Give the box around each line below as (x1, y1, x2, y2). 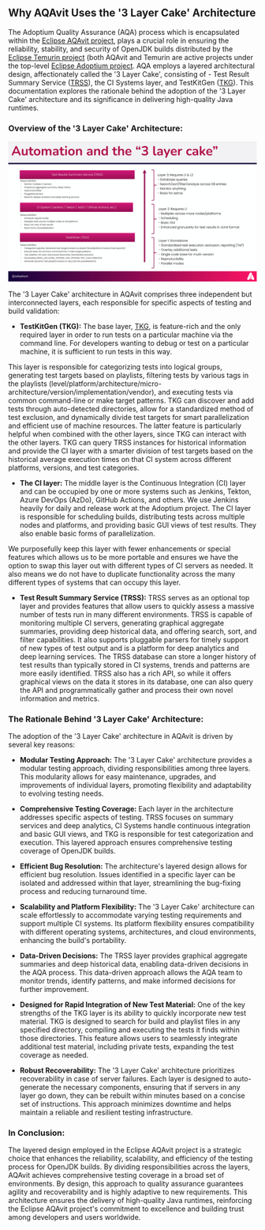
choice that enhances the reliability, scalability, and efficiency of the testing (8, 1154, 253, 1164)
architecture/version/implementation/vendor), (8, 387, 156, 396)
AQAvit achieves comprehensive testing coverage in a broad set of (8, 1171, 225, 1180)
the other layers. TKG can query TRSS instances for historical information (8, 437, 247, 447)
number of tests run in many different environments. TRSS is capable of (19, 609, 253, 619)
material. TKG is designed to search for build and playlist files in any (19, 1016, 241, 1026)
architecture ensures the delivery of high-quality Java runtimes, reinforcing (8, 1196, 252, 1205)
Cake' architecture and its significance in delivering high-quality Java (8, 94, 233, 104)
